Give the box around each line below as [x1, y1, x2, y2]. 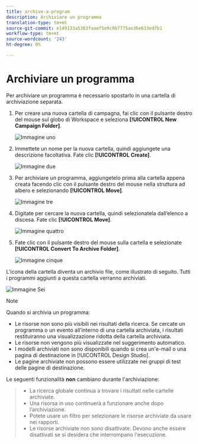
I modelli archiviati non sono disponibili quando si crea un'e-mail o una [14, 345, 186, 352]
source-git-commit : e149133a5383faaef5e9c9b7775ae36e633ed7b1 [6, 25, 163, 31]
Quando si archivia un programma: [6, 309, 90, 316]
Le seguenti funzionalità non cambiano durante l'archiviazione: [6, 375, 160, 383]
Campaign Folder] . [14, 122, 62, 129]
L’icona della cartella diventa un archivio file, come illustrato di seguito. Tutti [6, 268, 191, 275]
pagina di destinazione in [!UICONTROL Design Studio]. [14, 351, 150, 358]
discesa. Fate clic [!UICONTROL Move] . [14, 216, 112, 223]
